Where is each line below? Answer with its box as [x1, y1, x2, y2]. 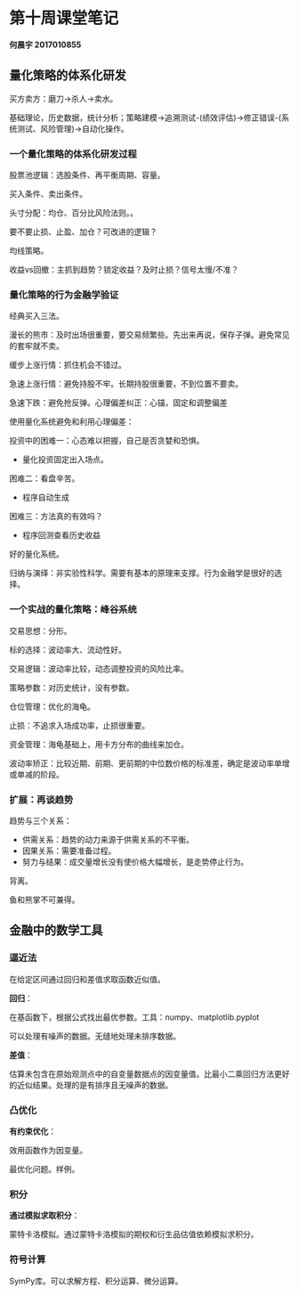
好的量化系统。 [9, 549, 64, 559]
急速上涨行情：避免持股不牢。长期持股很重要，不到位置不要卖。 [9, 379, 243, 389]
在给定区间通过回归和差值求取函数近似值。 [9, 973, 166, 984]
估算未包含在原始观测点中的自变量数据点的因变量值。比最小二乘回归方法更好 [9, 1068, 290, 1079]
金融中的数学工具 [9, 923, 103, 938]
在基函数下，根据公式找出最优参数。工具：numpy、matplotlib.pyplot [9, 1012, 260, 1022]
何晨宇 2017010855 [9, 39, 82, 50]
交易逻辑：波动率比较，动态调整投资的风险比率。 [9, 663, 189, 673]
